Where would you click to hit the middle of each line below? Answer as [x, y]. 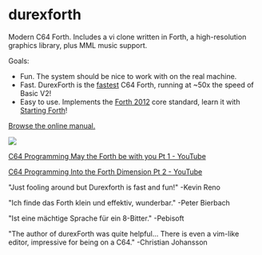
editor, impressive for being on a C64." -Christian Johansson [108, 242]
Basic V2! [36, 93]
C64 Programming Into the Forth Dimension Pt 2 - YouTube [105, 171]
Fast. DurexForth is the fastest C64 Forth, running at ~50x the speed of [137, 85]
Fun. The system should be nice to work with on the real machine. [128, 76]
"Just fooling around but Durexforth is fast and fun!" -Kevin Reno [115, 187]
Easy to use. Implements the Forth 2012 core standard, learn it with [130, 102]
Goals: [19, 61]
